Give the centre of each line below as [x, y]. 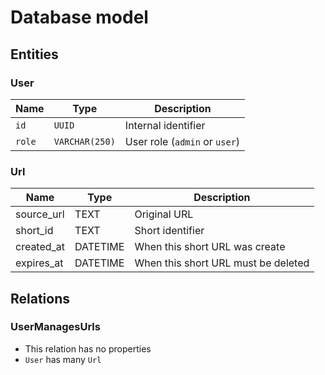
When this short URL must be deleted [222, 263]
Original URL [164, 214]
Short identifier [169, 231]
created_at [40, 247]
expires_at [39, 263]
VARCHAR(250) [84, 141]
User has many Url [63, 359]
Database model [79, 17]
